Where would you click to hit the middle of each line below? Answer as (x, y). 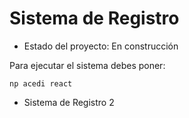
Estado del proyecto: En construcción (101, 46)
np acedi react (41, 83)
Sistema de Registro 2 (69, 102)
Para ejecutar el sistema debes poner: (87, 65)
